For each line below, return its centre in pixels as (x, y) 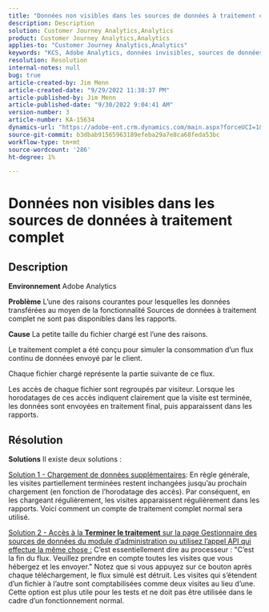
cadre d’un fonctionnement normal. (66, 601)
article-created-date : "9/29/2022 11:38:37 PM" (89, 90)
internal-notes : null (44, 68)
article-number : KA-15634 (51, 120)
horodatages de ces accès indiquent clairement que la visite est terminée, (130, 398)
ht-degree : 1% (32, 157)
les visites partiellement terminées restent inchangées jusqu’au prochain (128, 483)
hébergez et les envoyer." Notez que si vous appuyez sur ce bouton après (130, 567)
